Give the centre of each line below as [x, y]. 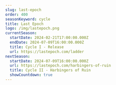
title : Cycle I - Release [37, 47]
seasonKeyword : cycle [28, 19]
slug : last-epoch [23, 10]
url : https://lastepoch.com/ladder [47, 51]
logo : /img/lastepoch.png [32, 28]
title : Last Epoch [24, 24]
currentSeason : [21, 33]
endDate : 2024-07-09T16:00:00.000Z [47, 42]
